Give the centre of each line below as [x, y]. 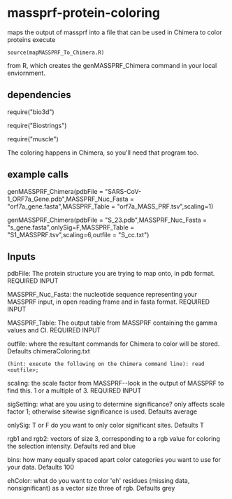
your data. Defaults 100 [41, 468]
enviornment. [26, 73]
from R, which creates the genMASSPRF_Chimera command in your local [112, 65]
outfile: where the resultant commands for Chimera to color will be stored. [114, 344]
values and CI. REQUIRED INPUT [54, 330]
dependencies [39, 95]
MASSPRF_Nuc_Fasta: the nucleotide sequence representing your [102, 295]
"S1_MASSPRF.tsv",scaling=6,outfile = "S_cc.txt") [78, 234]
